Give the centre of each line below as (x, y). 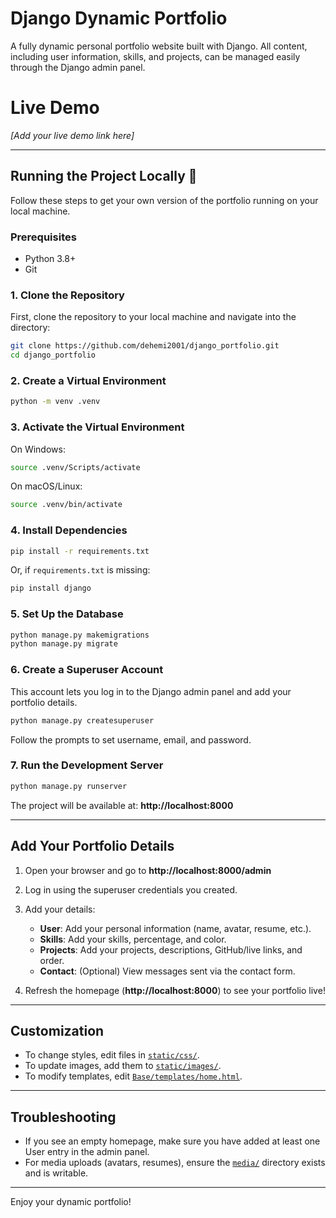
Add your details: (60, 909)
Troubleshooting (63, 1117)
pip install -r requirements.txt (80, 551)
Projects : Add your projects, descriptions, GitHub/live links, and (171, 949)
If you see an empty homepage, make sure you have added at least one (172, 1141)
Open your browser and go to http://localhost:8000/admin (148, 870)
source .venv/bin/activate (66, 505)
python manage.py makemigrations (80, 635)
